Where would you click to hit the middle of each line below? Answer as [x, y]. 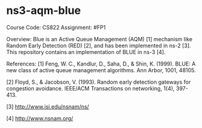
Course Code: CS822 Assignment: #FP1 [56, 27]
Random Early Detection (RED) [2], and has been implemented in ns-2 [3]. [99, 45]
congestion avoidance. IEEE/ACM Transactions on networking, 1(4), [90, 88]
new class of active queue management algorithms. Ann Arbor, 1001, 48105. [101, 70]
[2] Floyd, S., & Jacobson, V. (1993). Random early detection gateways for [99, 82]
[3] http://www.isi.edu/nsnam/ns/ [48, 106]
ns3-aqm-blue [44, 11]
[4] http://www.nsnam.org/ [40, 118]
